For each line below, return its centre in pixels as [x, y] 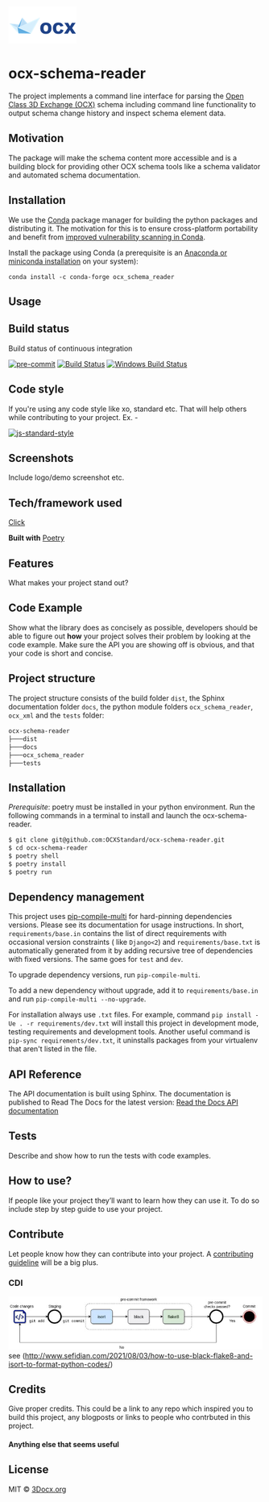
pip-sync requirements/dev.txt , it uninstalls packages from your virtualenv [133, 1040]
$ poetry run [30, 872]
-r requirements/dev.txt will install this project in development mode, [143, 1023]
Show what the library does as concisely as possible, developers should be [133, 627]
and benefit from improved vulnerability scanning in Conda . [107, 237]
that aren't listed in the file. [53, 1049]
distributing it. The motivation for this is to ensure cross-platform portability [133, 228]
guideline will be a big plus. [54, 1262]
